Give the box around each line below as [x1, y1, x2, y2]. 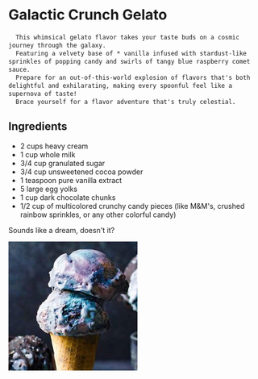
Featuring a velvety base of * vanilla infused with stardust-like [15, 49, 248, 57]
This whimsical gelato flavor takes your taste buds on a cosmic [15, 33, 240, 41]
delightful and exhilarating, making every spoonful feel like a [8, 81, 232, 90]
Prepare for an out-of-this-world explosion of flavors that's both [15, 73, 251, 81]
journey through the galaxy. [8, 41, 106, 49]
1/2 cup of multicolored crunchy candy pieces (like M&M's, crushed [19, 201, 245, 210]
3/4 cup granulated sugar [19, 158, 106, 168]
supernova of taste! [8, 90, 78, 98]
